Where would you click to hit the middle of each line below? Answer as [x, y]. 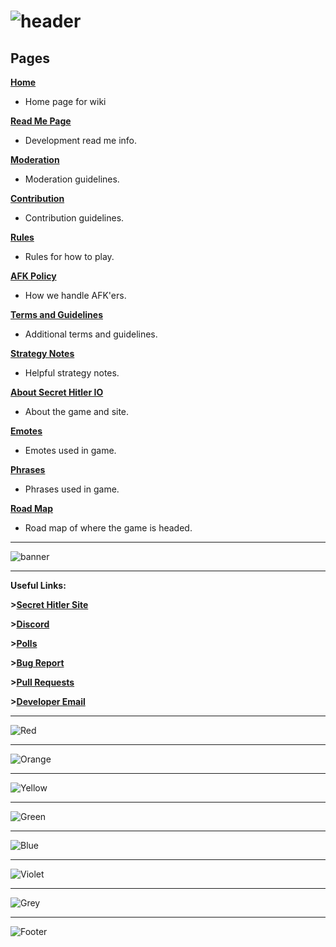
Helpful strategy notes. [72, 373]
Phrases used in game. [72, 489]
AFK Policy [33, 276]
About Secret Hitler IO [57, 392]
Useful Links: [38, 585]
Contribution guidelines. [74, 218]
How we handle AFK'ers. [75, 295]
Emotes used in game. [70, 450]
